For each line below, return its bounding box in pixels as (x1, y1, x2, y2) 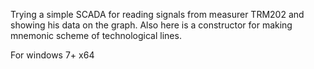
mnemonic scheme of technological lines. (10, 30, 182, 41)
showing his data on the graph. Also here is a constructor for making (10, 19, 293, 31)
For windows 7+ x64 (10, 49, 95, 61)
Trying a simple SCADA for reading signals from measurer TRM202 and (10, 9, 305, 20)
